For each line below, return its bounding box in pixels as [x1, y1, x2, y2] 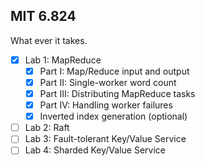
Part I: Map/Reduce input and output [39, 65, 190, 77]
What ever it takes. [10, 34, 88, 46]
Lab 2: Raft [24, 122, 70, 134]
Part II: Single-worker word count [39, 76, 177, 88]
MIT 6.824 [10, 8, 77, 25]
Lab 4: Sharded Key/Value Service [24, 144, 166, 156]
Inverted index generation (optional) [39, 110, 188, 123]
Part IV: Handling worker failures [39, 99, 173, 111]
